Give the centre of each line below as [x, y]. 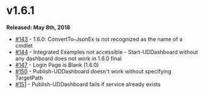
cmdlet [24, 45]
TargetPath [29, 78]
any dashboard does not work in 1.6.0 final [68, 58]
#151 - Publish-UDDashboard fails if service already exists [88, 84]
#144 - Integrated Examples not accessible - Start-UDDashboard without [107, 52]
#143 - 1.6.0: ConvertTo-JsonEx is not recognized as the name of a [99, 39]
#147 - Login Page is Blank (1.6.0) [57, 65]
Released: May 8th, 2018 [38, 27]
